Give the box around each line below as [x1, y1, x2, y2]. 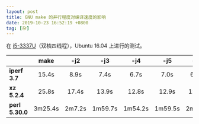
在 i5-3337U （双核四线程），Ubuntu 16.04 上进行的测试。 [6, 42, 145, 49]
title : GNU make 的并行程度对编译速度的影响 [6, 14, 107, 20]
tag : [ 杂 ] [6, 25, 30, 31]
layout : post [6, 8, 38, 15]
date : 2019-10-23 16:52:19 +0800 [6, 20, 89, 26]
